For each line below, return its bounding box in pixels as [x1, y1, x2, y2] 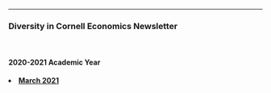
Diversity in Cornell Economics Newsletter [8, 20, 178, 32]
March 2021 [19, 75, 59, 85]
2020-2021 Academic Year [8, 57, 101, 67]
